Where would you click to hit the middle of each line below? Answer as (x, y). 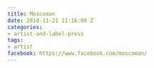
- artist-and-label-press (45, 34)
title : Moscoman (31, 14)
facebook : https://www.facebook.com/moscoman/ (77, 54)
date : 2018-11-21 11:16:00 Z (50, 21)
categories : (25, 27)
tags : (15, 40)
